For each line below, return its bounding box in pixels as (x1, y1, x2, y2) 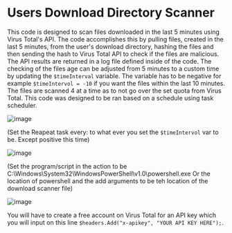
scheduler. (7, 101, 37, 109)
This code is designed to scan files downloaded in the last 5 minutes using (7, 28, 220, 36)
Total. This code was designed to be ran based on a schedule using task (7, 93, 214, 102)
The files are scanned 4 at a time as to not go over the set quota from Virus (7, 86, 222, 95)
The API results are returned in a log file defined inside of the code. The (7, 57, 212, 65)
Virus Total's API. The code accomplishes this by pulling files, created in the (7, 35, 224, 43)
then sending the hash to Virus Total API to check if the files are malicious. (7, 50, 220, 58)
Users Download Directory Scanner (7, 5, 215, 21)
